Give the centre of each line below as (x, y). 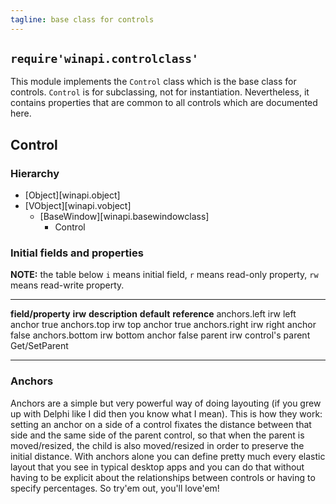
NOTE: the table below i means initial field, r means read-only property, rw (164, 275)
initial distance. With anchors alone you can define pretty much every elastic (168, 456)
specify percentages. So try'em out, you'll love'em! (115, 488)
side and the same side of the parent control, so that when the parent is (157, 435)
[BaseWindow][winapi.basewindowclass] (124, 217)
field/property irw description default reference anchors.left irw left (153, 314)
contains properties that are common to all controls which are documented (164, 103)
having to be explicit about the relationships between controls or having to (163, 477)
